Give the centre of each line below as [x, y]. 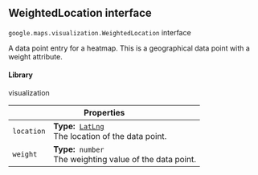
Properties [104, 113]
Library [21, 75]
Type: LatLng [79, 126]
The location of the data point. [110, 136]
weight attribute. [35, 56]
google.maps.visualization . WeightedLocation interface [100, 32]
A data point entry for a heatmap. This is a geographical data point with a [129, 48]
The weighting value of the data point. [125, 160]
